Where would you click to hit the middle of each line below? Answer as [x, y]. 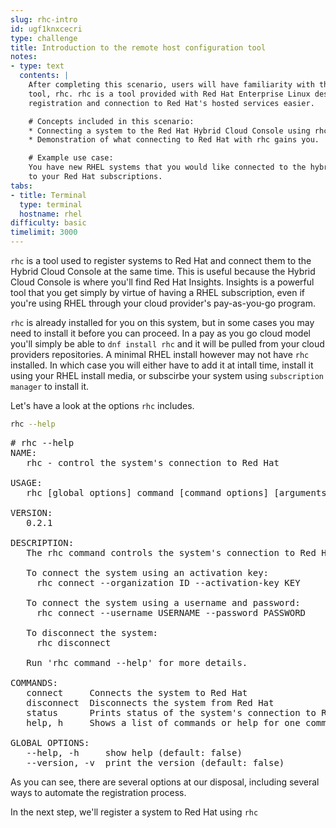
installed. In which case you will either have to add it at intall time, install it [162, 365]
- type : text [37, 66]
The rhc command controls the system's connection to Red [171, 552]
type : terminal [51, 204]
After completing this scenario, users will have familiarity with [171, 85]
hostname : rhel [51, 214]
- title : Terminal [48, 195]
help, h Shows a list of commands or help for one [163, 722]
